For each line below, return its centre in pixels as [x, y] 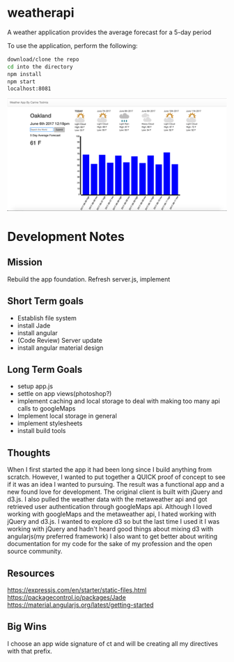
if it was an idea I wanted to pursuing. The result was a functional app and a [116, 485]
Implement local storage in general [67, 416]
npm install [24, 74]
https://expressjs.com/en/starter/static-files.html [77, 590]
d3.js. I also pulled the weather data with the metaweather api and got [107, 499]
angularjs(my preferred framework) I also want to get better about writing [112, 536]
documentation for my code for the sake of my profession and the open [110, 544]
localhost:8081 [29, 89]
